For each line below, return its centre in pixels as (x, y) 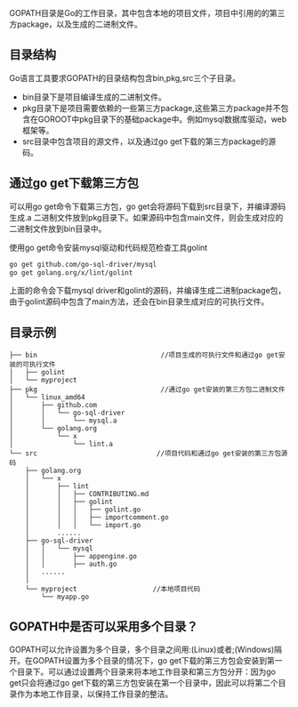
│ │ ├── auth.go (71, 564)
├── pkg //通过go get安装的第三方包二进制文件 (147, 390)
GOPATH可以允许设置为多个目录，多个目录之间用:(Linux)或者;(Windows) (142, 649)
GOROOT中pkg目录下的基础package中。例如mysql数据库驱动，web (162, 119)
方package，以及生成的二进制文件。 (76, 24)
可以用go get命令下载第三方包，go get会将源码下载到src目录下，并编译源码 (148, 206)
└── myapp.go (65, 597)
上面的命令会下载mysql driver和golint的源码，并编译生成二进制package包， (148, 291)
